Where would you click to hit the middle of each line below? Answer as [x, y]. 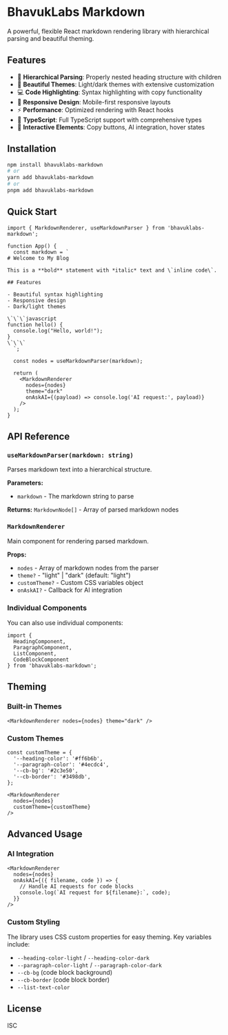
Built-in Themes [34, 707]
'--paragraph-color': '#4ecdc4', [61, 765]
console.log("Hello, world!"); [58, 330]
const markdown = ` [41, 252]
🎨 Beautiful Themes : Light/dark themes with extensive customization [116, 84]
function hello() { [35, 325]
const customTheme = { [40, 753]
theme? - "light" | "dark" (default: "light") [74, 575]
